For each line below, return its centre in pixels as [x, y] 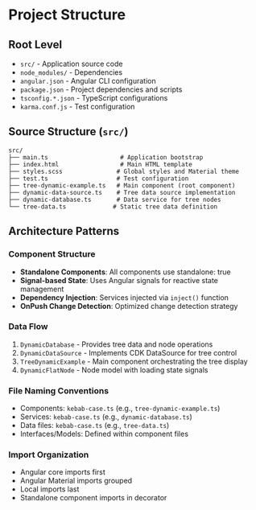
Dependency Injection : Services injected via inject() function [124, 297]
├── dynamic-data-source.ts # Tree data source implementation [122, 192]
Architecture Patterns [64, 231]
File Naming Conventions [59, 390]
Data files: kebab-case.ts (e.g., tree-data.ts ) [95, 426]
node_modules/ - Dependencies [71, 72]
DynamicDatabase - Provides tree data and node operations [116, 344]
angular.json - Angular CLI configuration [88, 81]
